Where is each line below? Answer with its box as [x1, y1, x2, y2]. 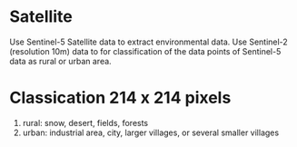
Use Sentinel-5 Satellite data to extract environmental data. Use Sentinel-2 [9, 36, 288, 47]
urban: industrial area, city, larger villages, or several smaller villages [22, 127, 280, 138]
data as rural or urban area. [9, 55, 112, 66]
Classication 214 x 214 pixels [9, 88, 232, 108]
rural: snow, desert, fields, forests [22, 117, 149, 128]
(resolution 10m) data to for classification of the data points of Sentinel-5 [9, 45, 282, 56]
